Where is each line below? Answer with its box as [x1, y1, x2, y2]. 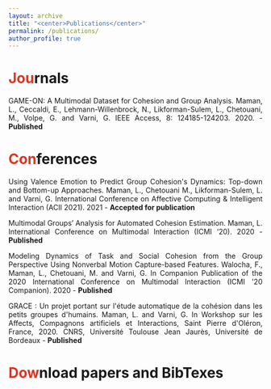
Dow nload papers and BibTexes [8, 364, 224, 383]
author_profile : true [8, 34, 81, 43]
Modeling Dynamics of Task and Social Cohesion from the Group [8, 252, 263, 261]
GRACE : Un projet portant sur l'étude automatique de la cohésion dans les [8, 301, 263, 311]
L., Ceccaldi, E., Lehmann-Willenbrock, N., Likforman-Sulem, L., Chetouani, [8, 104, 263, 114]
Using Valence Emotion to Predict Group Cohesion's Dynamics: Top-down [8, 177, 263, 187]
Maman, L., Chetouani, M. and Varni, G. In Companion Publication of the [8, 268, 263, 278]
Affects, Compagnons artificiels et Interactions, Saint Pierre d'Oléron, [8, 319, 263, 328]
